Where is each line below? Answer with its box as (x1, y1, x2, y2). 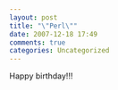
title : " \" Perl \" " (9, 21, 78, 30)
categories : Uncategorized (9, 46, 110, 55)
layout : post (9, 12, 58, 22)
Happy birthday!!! (9, 70, 73, 81)
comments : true (9, 37, 66, 47)
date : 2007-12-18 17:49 (9, 29, 98, 38)
